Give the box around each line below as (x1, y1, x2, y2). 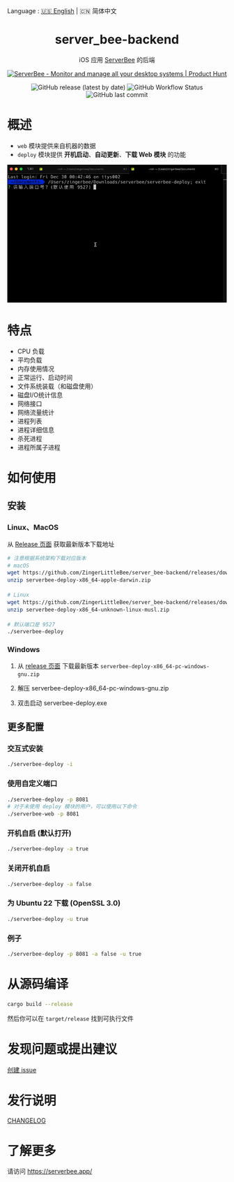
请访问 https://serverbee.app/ (7, 1167, 93, 1176)
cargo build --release (7, 1000, 73, 1007)
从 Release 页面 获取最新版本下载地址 (7, 540, 115, 548)
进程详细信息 (17, 425, 54, 434)
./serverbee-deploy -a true (7, 845, 89, 852)
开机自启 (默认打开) (7, 829, 72, 839)
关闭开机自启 (7, 864, 51, 873)
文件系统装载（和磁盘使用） (17, 382, 97, 390)
